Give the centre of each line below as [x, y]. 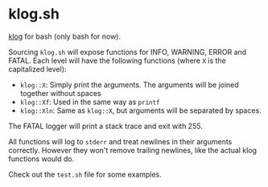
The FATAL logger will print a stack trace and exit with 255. [105, 126]
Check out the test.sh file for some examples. [85, 174]
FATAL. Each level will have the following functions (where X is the [118, 60]
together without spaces [61, 93]
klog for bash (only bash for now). [64, 36]
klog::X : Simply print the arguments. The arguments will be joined [129, 85]
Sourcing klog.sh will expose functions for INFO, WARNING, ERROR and [128, 52]
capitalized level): [37, 69]
